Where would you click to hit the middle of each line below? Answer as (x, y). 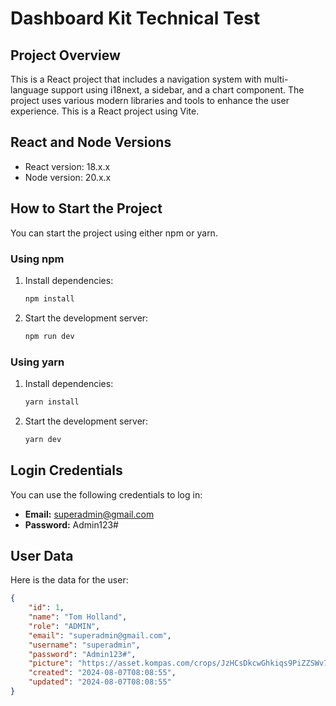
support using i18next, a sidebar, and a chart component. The (177, 90)
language (29, 90)
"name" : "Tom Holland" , (78, 617)
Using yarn (37, 362)
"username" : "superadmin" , (84, 645)
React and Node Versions (91, 142)
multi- (276, 79)
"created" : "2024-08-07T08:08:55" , (102, 673)
